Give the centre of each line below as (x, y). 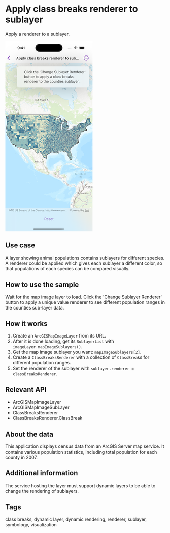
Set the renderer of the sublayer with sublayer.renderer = (73, 368)
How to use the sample (42, 285)
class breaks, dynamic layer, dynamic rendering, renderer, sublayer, (76, 519)
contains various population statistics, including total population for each (81, 452)
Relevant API (26, 390)
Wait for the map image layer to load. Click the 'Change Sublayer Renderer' (84, 297)
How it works (26, 324)
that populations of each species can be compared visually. (67, 268)
